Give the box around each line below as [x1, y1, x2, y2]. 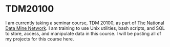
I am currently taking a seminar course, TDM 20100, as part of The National [5, 20, 165, 26]
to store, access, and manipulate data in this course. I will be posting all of [5, 30, 161, 36]
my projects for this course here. [5, 36, 74, 42]
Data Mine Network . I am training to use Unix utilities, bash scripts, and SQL [5, 25, 165, 31]
